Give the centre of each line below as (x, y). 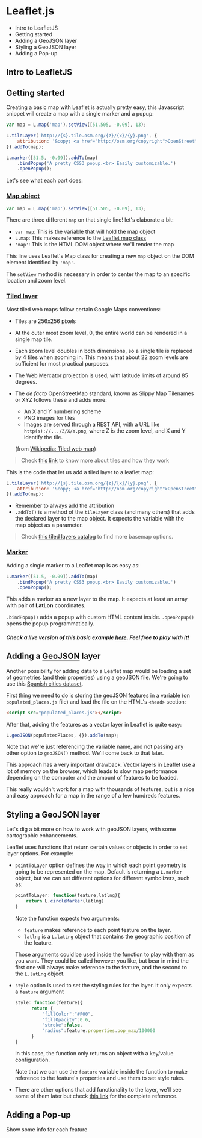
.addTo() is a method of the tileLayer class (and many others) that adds (105, 512)
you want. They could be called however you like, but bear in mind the (102, 961)
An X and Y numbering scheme (63, 411)
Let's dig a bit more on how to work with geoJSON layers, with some (91, 829)
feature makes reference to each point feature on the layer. (97, 930)
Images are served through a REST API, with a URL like (92, 424)
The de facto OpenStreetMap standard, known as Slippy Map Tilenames (104, 393)
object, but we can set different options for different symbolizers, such (102, 878)
